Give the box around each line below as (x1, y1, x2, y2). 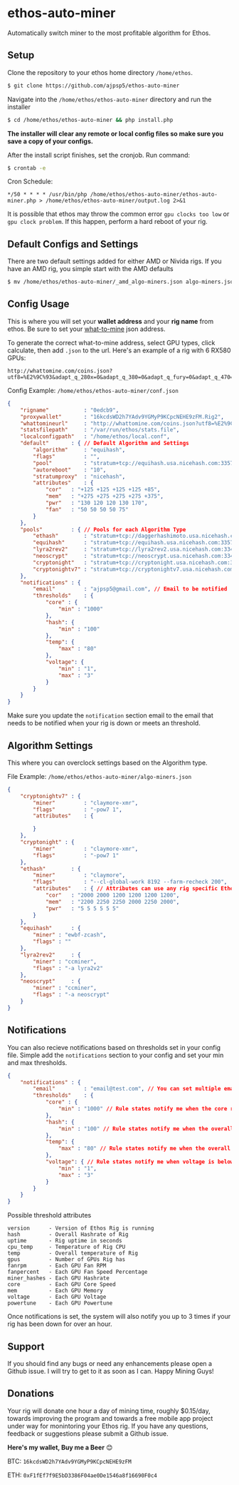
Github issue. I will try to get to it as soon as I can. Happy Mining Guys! (7, 1367, 215, 1375)
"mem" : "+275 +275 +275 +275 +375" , (45, 493, 164, 500)
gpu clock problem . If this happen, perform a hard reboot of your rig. (7, 218, 208, 226)
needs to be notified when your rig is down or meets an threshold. (7, 719, 201, 728)
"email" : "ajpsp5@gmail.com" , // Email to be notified (33, 586, 228, 593)
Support (7, 1340, 45, 1352)
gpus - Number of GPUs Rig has (7, 1256, 126, 1263)
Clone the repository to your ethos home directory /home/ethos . (7, 68, 193, 76)
